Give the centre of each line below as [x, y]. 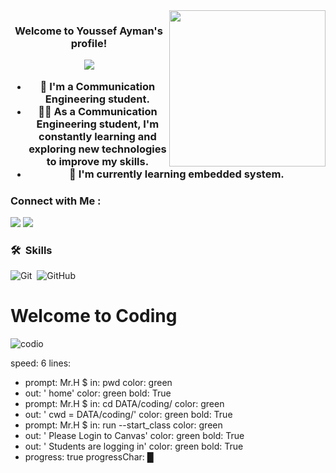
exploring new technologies [97, 149]
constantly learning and [97, 136]
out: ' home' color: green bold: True [98, 393]
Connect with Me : [56, 201]
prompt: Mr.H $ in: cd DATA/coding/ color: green [124, 404]
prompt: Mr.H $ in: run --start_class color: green [123, 425]
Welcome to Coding [94, 316]
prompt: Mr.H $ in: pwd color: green [98, 383]
